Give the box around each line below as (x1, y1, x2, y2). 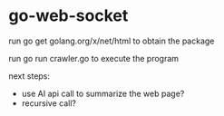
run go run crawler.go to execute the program (8, 53, 179, 63)
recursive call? (21, 97, 76, 109)
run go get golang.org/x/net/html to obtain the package (8, 35, 215, 46)
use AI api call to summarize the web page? (21, 88, 185, 99)
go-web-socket (8, 5, 129, 26)
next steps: (8, 70, 51, 82)
